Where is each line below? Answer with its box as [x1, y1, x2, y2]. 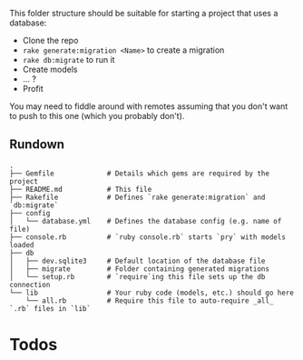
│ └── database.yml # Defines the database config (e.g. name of [9, 216, 282, 225]
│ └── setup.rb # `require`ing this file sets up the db [9, 272, 266, 281]
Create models [22, 64, 78, 75]
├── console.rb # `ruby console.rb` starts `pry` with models [9, 232, 286, 242]
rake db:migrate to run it [22, 55, 115, 65]
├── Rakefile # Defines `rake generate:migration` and [9, 193, 266, 202]
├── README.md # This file [9, 185, 152, 194]
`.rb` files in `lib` [9, 304, 92, 313]
